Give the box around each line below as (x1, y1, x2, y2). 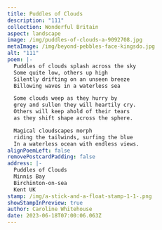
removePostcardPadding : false (7, 153, 96, 160)
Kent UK (13, 186, 36, 193)
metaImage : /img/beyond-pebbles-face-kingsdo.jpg (7, 43, 156, 50)
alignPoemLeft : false (7, 147, 71, 154)
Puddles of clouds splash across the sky (13, 63, 137, 70)
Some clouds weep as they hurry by (13, 95, 118, 102)
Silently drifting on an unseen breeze (13, 75, 130, 83)
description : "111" (7, 17, 65, 24)
